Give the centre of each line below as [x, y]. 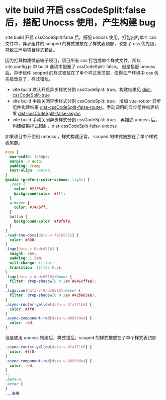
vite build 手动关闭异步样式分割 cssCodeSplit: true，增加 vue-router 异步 [87, 101]
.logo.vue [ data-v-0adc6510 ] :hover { [43, 291]
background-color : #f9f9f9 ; [43, 222]
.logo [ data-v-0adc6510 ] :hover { [39, 277]
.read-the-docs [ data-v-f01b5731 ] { [42, 235]
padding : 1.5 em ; [26, 258]
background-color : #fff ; [40, 194]
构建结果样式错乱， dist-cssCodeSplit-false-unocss [65, 126]
